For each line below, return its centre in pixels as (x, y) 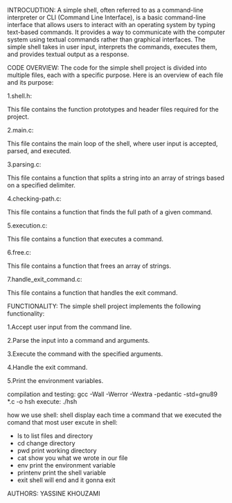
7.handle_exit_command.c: (45, 279)
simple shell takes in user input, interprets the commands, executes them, (112, 47)
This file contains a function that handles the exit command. (92, 293)
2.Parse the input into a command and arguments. (79, 340)
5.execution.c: (27, 225)
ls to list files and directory (55, 436)
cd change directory (46, 443)
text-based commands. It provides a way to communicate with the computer (116, 32)
